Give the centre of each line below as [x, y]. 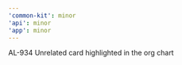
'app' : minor [30, 30]
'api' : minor [30, 23]
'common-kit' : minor [43, 15]
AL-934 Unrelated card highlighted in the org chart [91, 53]
